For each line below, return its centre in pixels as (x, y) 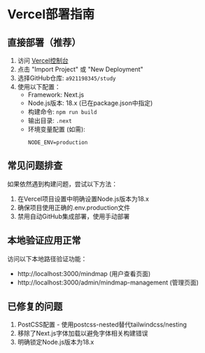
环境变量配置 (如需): (56, 129)
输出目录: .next (50, 120)
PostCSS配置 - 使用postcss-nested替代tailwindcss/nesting (102, 325)
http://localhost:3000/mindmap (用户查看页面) (84, 273)
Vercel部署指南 (51, 14)
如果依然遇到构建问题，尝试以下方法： (62, 184)
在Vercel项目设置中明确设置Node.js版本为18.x (83, 199)
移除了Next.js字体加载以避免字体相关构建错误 (83, 333)
